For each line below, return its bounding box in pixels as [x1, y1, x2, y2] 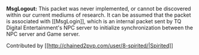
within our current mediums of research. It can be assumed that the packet [6, 11, 191, 19]
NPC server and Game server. [6, 30, 80, 38]
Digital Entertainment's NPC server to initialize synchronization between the [6, 24, 194, 31]
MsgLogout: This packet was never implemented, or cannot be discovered [6, 5, 191, 12]
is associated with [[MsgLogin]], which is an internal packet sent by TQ [6, 18, 182, 25]
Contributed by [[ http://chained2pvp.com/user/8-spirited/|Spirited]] [6, 42, 174, 49]
